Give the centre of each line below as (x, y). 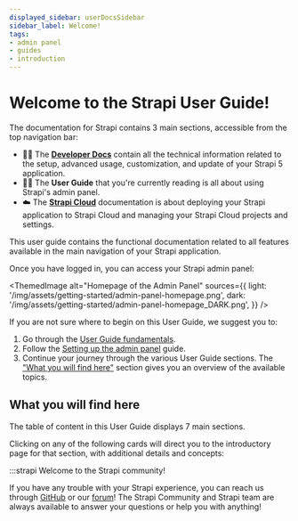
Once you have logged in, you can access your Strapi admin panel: (132, 268)
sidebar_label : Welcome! (55, 26)
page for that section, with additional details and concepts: (117, 453)
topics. (35, 377)
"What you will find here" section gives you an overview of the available (153, 367)
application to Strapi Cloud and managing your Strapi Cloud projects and (155, 215)
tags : (19, 34)
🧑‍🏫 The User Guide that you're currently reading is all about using (143, 183)
